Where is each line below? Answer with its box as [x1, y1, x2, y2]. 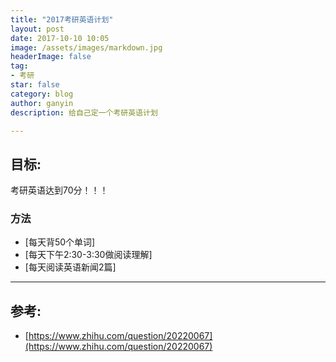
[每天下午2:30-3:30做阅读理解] [24, 249, 153, 261]
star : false [10, 80, 60, 90]
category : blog [10, 89, 74, 99]
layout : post [10, 24, 65, 34]
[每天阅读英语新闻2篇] [24, 261, 117, 273]
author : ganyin [10, 98, 74, 108]
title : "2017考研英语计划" [10, 14, 114, 25]
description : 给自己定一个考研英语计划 [10, 107, 158, 118]
